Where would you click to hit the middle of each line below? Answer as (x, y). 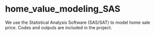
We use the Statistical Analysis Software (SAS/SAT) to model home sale (78, 22)
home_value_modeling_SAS (63, 9)
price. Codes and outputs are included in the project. (59, 27)
